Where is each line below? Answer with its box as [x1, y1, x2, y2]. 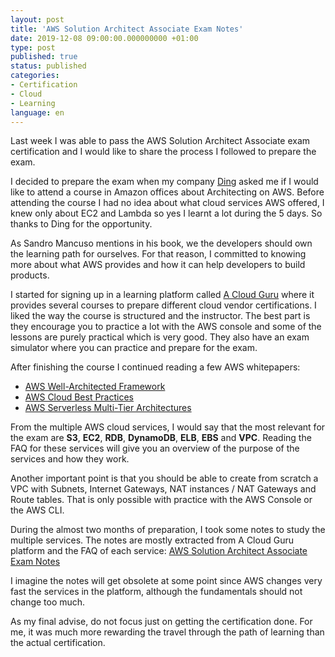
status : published [10, 61, 87, 71]
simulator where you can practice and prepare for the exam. [10, 342, 258, 354]
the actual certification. [10, 637, 106, 649]
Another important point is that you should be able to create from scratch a [10, 472, 319, 485]
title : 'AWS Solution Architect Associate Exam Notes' [10, 24, 244, 34]
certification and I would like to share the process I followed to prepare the [10, 146, 317, 158]
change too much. [10, 596, 86, 608]
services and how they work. [10, 453, 130, 465]
